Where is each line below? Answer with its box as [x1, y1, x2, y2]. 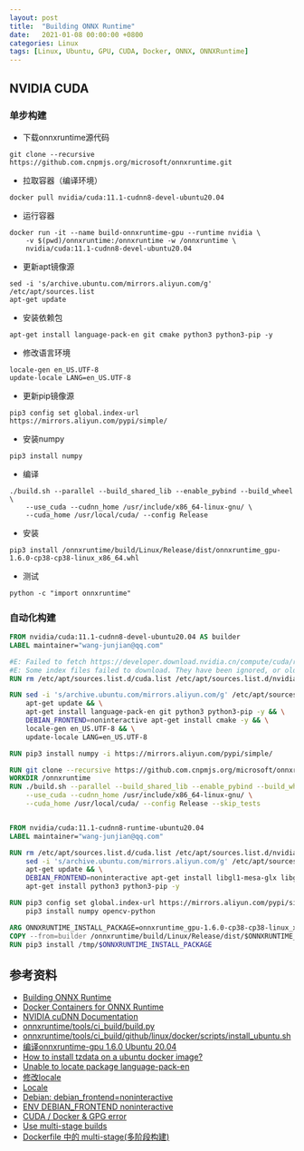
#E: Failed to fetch [9, 657, 88, 667]
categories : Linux [9, 38, 79, 48]
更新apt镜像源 [22, 260, 75, 272]
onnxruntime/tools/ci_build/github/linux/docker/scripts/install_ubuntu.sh [22, 1030, 291, 1041]
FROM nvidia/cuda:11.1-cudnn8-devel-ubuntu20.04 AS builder [9, 632, 242, 642]
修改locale [22, 1072, 62, 1083]
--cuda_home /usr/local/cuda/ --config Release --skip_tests [25, 799, 261, 808]
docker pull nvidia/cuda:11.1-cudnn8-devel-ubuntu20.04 [9, 192, 224, 202]
